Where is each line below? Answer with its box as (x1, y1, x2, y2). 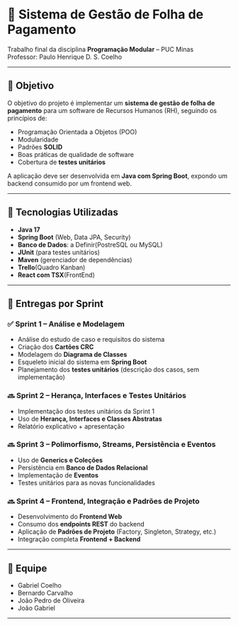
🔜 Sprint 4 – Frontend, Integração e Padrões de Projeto (7, 496, 200, 506)
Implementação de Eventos (17, 470, 99, 479)
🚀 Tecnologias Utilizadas (7, 206, 118, 219)
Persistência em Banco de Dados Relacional (17, 463, 148, 472)
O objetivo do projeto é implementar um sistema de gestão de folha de (7, 99, 215, 107)
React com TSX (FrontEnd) (17, 270, 96, 279)
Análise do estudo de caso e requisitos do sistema (17, 335, 165, 344)
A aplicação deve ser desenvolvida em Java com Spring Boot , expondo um (7, 171, 228, 180)
